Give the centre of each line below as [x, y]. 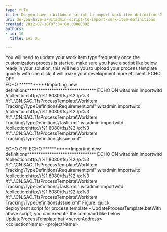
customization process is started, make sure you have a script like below [81, 63]
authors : [14, 29]
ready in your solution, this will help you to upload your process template [81, 68]
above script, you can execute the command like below [63, 213]
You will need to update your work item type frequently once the [73, 57]
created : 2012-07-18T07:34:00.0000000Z [47, 24]
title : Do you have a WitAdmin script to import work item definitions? [84, 15]
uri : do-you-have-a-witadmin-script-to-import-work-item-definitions [80, 19]
